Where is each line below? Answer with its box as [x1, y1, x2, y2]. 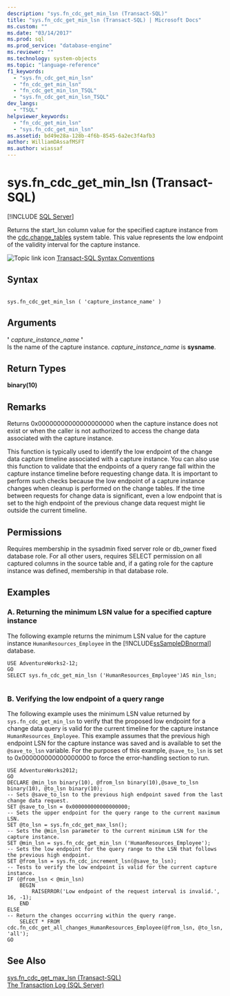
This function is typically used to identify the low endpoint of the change [7, 447, 213, 456]
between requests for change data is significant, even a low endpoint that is [7, 491, 222, 500]
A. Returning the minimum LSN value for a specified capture [7, 608, 212, 617]
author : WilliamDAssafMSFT [7, 139, 85, 146]
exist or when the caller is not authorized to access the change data [7, 426, 200, 435]
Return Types [7, 362, 67, 374]
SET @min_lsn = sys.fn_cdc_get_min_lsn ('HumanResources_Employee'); [7, 839, 211, 847]
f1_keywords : [7, 68, 45, 75]
